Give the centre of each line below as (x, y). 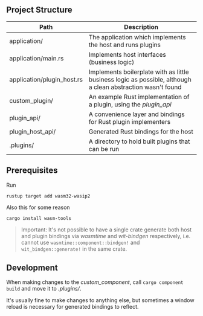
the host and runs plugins (125, 45)
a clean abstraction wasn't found (135, 87)
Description (141, 27)
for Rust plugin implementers (130, 121)
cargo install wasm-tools (39, 218)
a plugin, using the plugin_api (130, 104)
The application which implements (137, 37)
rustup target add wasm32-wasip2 (48, 196)
